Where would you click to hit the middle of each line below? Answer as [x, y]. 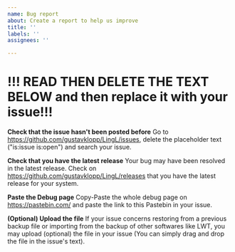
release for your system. [43, 184]
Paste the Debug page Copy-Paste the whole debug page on [97, 197]
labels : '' [23, 34]
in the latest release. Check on [52, 169]
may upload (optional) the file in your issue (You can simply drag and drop [116, 234]
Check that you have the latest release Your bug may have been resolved [116, 161]
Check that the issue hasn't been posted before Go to [88, 132]
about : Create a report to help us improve [73, 21]
